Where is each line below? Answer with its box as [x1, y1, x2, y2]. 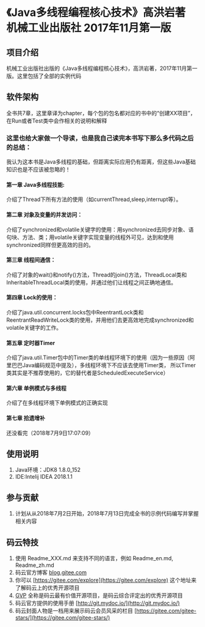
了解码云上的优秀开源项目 [15, 583, 80, 591]
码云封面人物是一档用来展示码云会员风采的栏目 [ [15, 607, 137, 614]
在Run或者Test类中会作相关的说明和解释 [6, 117, 107, 124]
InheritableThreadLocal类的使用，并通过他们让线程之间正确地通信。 [6, 278, 177, 286]
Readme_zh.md [15, 561, 55, 569]
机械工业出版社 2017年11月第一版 [6, 21, 171, 35]
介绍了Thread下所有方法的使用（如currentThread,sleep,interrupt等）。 [6, 196, 182, 203]
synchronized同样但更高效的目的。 [6, 241, 95, 248]
